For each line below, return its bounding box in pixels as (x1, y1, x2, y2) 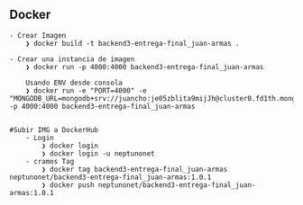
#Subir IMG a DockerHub (9, 125, 99, 134)
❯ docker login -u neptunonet (41, 148, 155, 158)
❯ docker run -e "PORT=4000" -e (25, 85, 147, 95)
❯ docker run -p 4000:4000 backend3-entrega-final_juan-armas (25, 62, 264, 71)
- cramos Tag (25, 156, 75, 165)
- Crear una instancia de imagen (9, 54, 135, 64)
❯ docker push (41, 180, 95, 190)
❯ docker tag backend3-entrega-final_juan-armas (41, 165, 228, 174)
